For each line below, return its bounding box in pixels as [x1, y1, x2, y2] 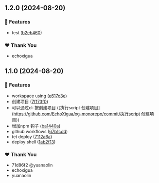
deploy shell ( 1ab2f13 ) [11, 139, 56, 144]
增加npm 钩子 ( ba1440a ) [11, 123, 61, 129]
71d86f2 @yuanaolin [11, 162, 53, 168]
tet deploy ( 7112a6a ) [11, 134, 53, 140]
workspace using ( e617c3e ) [11, 93, 67, 99]
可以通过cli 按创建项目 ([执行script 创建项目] [11, 104, 100, 110]
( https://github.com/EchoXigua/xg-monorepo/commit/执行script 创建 [11, 111, 150, 117]
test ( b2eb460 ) [11, 29, 42, 36]
